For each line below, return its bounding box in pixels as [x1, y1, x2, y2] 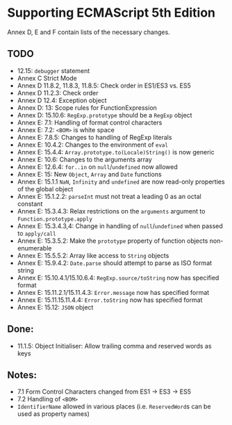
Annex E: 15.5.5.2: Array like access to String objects [17, 251, 169, 259]
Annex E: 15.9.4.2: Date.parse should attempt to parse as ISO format [17, 259, 213, 267]
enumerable [17, 243, 52, 252]
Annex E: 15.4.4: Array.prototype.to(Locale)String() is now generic [17, 147, 215, 156]
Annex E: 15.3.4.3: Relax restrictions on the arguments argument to [17, 207, 206, 215]
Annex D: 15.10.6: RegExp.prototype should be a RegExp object [17, 111, 192, 119]
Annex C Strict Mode [17, 74, 78, 82]
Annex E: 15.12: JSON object [17, 303, 94, 311]
